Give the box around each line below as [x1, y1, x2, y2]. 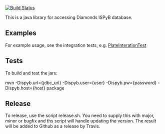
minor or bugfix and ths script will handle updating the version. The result [5, 118, 156, 124]
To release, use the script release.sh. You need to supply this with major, [5, 112, 155, 118]
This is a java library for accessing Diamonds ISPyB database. [5, 14, 132, 20]
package [46, 85, 65, 91]
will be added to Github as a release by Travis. [5, 123, 100, 129]
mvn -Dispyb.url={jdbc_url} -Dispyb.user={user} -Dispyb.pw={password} [5, 79, 157, 85]
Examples [5, 29, 36, 37]
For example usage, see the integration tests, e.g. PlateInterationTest [5, 42, 146, 48]
